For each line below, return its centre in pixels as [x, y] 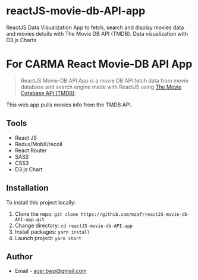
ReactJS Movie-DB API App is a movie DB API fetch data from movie [104, 80]
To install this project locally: [41, 202]
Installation [27, 188]
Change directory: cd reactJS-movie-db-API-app [73, 225]
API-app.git [29, 219]
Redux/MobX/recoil [38, 144]
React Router [31, 150]
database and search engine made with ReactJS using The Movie [101, 87]
